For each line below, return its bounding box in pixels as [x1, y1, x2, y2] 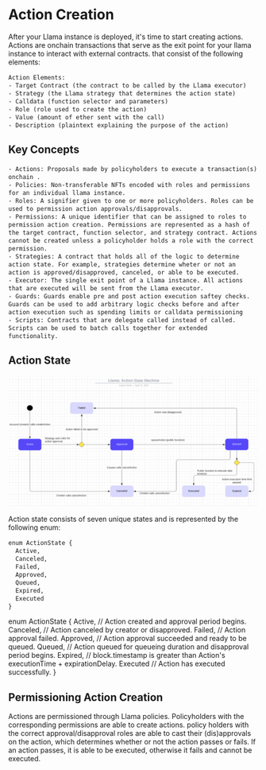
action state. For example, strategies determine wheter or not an [8, 260, 237, 268]
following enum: [8, 523, 61, 532]
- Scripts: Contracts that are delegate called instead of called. [8, 316, 237, 324]
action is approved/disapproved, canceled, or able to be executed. [8, 268, 240, 276]
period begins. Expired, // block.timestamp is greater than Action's [8, 651, 226, 660]
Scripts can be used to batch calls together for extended [8, 324, 208, 332]
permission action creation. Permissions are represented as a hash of [8, 220, 250, 228]
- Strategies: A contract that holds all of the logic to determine [8, 252, 240, 260]
